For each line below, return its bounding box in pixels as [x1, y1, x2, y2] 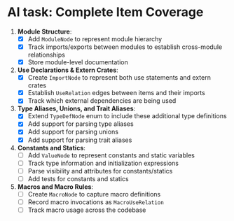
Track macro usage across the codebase [27, 206, 146, 214]
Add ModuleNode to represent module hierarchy [27, 34, 163, 43]
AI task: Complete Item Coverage [7, 4, 204, 20]
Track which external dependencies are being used [27, 97, 177, 105]
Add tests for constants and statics [27, 174, 129, 183]
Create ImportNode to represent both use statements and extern [27, 73, 212, 82]
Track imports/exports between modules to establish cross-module [27, 43, 223, 51]
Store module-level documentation [27, 58, 128, 66]
